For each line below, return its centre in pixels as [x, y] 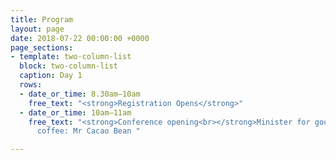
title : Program [42, 19]
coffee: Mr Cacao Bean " [88, 131]
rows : [31, 85]
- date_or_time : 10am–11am [75, 112]
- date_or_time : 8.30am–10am [80, 94]
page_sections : [42, 47]
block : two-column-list [68, 66]
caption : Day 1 [51, 76]
